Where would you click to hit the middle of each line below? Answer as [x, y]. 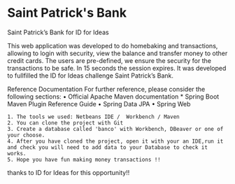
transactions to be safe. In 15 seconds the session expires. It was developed [117, 68]
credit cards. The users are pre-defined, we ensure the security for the [109, 60]
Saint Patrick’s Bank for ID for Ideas [58, 32]
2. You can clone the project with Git [65, 123]
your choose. [26, 135]
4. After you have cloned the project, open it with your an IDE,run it [115, 141]
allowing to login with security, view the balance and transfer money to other [117, 53]
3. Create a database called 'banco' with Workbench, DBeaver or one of [115, 129]
